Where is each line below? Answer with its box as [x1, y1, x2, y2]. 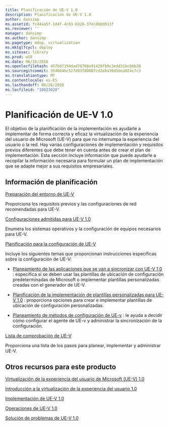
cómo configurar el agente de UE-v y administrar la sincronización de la [12, 317, 162, 324]
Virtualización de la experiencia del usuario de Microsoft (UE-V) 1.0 [5, 376, 145, 382]
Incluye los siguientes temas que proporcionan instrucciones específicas [5, 251, 157, 257]
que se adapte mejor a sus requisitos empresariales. [5, 163, 114, 169]
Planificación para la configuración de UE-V [5, 241, 96, 247]
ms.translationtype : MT [5, 73, 55, 78]
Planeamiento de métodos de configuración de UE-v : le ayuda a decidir [12, 312, 162, 318]
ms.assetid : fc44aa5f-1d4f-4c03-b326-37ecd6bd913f [5, 21, 114, 27]
